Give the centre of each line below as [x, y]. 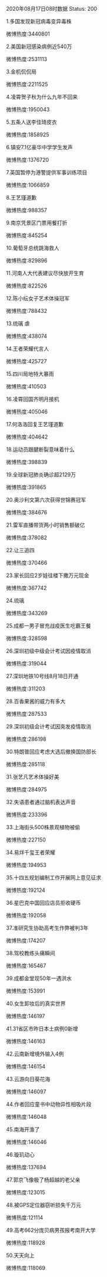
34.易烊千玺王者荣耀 [31, 852]
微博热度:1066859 [28, 185]
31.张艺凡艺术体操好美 [33, 777]
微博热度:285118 [26, 764]
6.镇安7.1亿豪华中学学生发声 [39, 147]
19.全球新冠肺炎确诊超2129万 [41, 475]
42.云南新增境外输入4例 [35, 1054]
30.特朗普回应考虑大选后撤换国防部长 [51, 752]
